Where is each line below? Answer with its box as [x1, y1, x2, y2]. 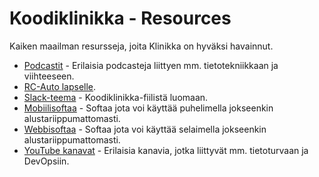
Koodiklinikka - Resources [9, 7, 232, 30]
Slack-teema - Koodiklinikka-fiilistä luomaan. [23, 91, 209, 103]
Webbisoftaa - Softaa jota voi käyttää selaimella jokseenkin [23, 123, 267, 135]
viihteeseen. [23, 70, 75, 82]
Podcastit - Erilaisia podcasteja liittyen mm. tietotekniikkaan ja [23, 59, 279, 71]
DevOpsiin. [23, 155, 70, 167]
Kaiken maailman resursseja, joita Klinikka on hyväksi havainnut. [9, 40, 274, 52]
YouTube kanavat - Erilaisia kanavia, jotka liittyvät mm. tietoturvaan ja [23, 144, 309, 156]
